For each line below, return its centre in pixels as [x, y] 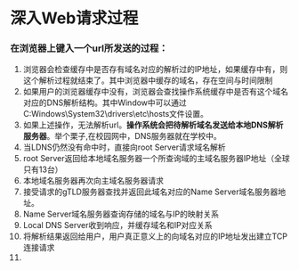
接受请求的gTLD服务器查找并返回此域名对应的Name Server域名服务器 [150, 192]
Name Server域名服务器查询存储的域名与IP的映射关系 [121, 214]
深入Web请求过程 [74, 18]
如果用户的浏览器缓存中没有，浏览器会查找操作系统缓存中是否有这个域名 [155, 92]
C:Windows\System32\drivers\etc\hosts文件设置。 [115, 114]
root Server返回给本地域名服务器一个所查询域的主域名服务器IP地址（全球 [156, 159]
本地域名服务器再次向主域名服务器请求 [93, 181]
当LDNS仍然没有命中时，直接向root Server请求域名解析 [124, 147]
